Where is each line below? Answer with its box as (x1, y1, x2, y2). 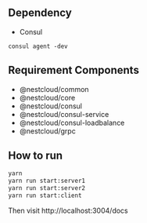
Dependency (8, 6, 72, 20)
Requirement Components (8, 64, 139, 77)
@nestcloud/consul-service (19, 109, 109, 119)
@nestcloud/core (19, 93, 76, 102)
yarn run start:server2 (8, 185, 86, 192)
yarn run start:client (8, 192, 82, 199)
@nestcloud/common (19, 84, 89, 93)
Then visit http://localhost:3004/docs (8, 206, 128, 215)
